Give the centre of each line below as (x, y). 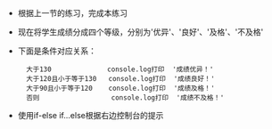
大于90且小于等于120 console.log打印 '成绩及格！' (121, 88)
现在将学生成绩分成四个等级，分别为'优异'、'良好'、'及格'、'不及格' (140, 32)
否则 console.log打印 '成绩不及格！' (125, 98)
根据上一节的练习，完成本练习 (72, 13)
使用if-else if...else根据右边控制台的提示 (91, 115)
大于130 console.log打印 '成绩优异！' (120, 69)
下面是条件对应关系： (57, 51)
